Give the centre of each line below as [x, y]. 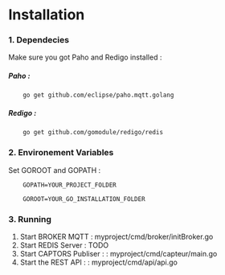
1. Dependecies [39, 40]
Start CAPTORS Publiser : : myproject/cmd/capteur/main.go [119, 254]
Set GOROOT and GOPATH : [55, 170]
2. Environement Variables [61, 153]
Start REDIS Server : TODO [64, 245]
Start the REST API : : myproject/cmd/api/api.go [99, 262]
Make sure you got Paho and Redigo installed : [85, 57]
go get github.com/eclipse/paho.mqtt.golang [98, 95]
